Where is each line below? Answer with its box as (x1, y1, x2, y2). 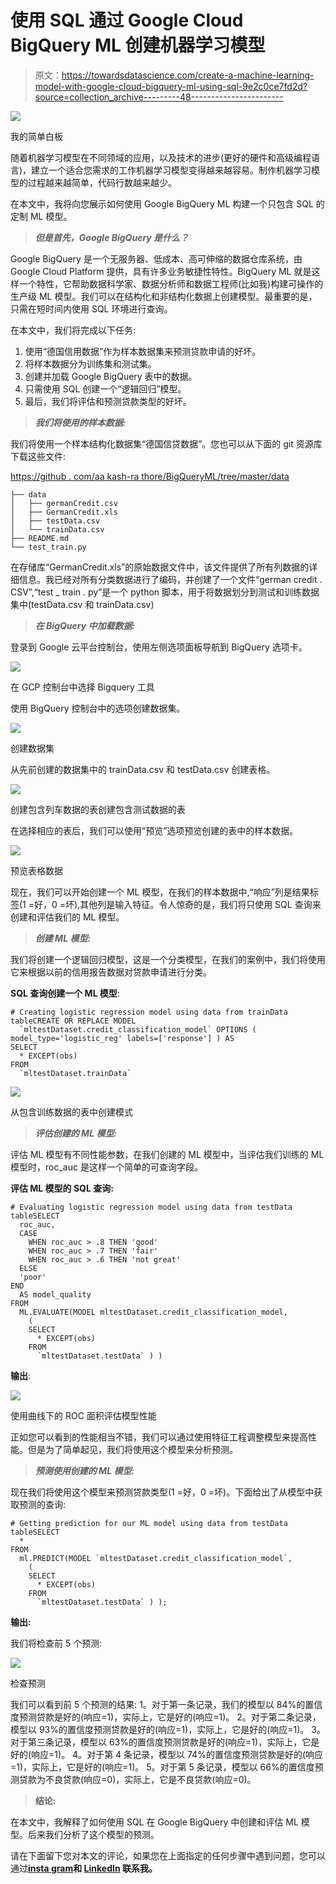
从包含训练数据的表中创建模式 (10, 1106, 133, 1118)
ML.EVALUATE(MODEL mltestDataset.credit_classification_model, (19, 1307, 288, 1317)
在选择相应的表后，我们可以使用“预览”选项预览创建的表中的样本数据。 (10, 824, 299, 836)
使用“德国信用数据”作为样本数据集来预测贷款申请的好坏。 (24, 345, 262, 357)
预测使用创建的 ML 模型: (34, 1464, 135, 1476)
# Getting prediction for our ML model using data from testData (10, 1518, 288, 1528)
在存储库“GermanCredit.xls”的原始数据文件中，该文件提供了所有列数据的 (10, 561, 310, 573)
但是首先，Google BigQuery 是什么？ (34, 231, 190, 243)
